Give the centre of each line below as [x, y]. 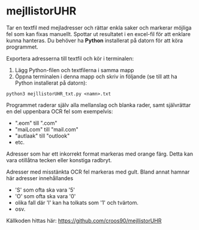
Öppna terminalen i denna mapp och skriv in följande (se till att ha [96, 76]
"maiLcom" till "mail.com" [47, 129]
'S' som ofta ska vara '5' [45, 190]
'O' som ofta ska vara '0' [45, 196]
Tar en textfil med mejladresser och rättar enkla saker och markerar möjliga [99, 28]
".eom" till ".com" [36, 123]
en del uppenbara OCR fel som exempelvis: [60, 111]
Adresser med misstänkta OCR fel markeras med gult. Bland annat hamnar [98, 172]
